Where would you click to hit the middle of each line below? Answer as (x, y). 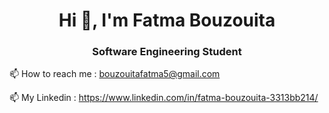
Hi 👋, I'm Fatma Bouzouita (167, 20)
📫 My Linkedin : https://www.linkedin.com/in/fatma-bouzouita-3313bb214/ (164, 98)
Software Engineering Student (167, 52)
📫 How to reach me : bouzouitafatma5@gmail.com (115, 74)
